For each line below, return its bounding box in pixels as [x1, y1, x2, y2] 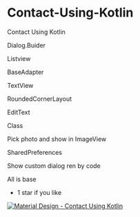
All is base [7, 175, 37, 183]
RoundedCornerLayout [7, 95, 72, 103]
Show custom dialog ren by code [7, 161, 101, 170]
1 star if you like [17, 188, 62, 196]
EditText [7, 108, 30, 116]
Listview [7, 54, 31, 63]
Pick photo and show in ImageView [7, 135, 107, 143]
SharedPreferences [7, 148, 62, 156]
